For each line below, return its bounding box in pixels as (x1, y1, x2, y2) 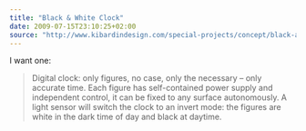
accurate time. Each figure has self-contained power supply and (31, 83, 273, 94)
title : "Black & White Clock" (9, 13, 125, 23)
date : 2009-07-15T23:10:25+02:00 (9, 22, 137, 31)
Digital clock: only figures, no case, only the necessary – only (31, 73, 262, 84)
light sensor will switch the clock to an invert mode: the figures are (31, 102, 282, 113)
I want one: (9, 55, 52, 66)
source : (9, 30, 39, 39)
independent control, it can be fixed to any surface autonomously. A (31, 92, 288, 103)
